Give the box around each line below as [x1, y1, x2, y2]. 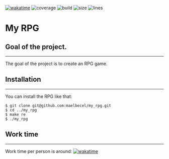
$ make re [5, 112, 26, 117]
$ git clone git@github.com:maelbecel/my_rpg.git [5, 103, 112, 108]
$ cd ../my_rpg [5, 108, 37, 113]
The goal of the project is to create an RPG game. [5, 61, 108, 67]
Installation [5, 75, 41, 84]
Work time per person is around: [5, 148, 72, 154]
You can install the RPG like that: [5, 93, 72, 99]
